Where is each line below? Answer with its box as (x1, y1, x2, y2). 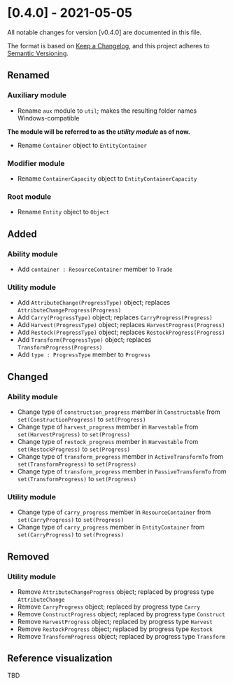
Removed (7, 551, 50, 562)
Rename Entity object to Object (17, 208, 110, 216)
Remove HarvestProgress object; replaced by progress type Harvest (17, 617, 213, 625)
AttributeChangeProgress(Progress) (17, 307, 122, 314)
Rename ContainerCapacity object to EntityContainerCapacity (17, 174, 197, 183)
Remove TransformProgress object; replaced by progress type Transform (17, 632, 225, 640)
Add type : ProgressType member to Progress (17, 350, 151, 359)
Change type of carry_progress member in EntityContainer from (17, 523, 205, 532)
